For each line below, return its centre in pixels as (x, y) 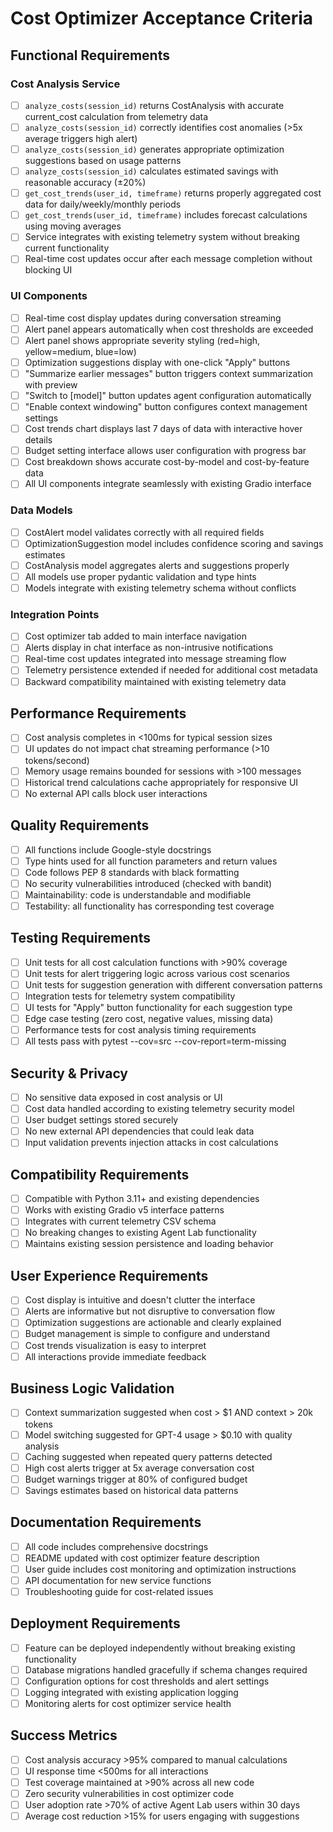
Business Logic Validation (92, 1388)
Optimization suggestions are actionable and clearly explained (153, 1323)
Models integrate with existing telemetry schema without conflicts (160, 588)
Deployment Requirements (95, 1623)
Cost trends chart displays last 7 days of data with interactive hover (163, 429)
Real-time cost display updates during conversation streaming (153, 318)
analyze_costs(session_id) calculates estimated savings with (151, 171)
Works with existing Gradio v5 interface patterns (124, 1210)
